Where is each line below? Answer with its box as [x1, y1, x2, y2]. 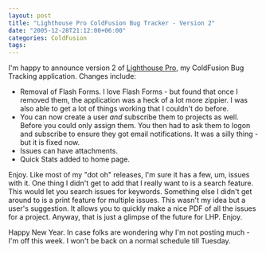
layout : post [8, 11, 52, 20]
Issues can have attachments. [19, 146, 118, 156]
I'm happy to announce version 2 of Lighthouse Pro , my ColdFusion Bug [8, 63, 244, 72]
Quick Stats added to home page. [19, 154, 130, 164]
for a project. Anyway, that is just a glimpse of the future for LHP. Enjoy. [8, 212, 243, 222]
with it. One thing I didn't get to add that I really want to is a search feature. [8, 178, 253, 188]
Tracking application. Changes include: [8, 72, 137, 81]
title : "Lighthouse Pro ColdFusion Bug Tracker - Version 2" [8, 19, 216, 27]
